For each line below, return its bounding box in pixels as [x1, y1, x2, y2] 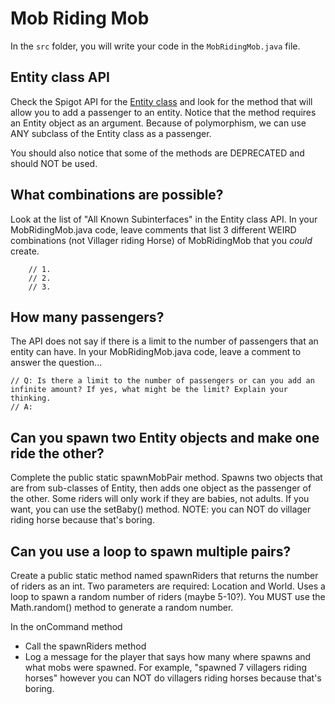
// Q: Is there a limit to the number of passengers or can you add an [10, 376, 315, 386]
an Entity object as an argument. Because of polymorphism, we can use [10, 117, 307, 129]
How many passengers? [10, 308, 165, 326]
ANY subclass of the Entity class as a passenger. [10, 127, 212, 139]
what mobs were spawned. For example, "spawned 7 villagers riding [24, 662, 307, 673]
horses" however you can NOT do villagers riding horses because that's [24, 672, 322, 684]
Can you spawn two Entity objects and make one [10, 429, 320, 446]
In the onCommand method [10, 621, 123, 632]
